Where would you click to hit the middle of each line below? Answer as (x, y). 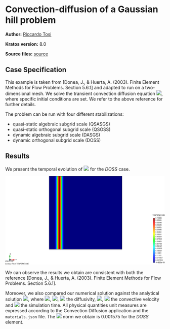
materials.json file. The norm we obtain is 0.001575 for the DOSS (77, 316)
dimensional (18, 93)
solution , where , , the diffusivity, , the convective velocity (82, 299)
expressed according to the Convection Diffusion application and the (77, 310)
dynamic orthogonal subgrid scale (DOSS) (57, 140)
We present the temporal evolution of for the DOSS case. (68, 169)
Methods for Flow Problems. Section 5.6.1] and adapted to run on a (75, 87)
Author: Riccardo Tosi (28, 34)
